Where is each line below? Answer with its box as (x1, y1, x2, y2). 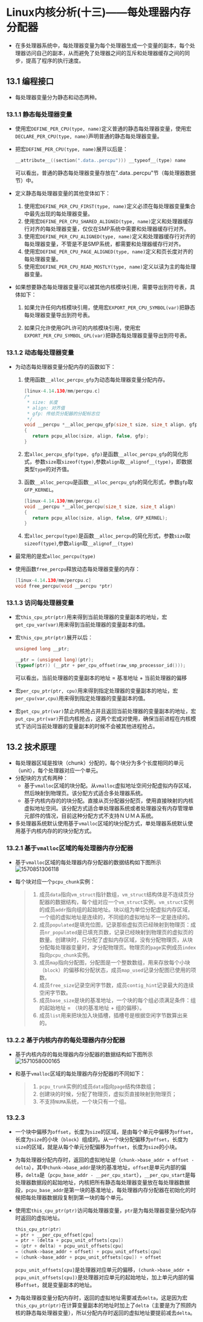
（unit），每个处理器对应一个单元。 (14, 766, 101, 774)
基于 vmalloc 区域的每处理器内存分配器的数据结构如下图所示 (14, 859, 161, 866)
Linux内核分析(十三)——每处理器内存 (6, 5, 191, 19)
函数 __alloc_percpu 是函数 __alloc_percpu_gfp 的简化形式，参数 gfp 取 (24, 478, 193, 486)
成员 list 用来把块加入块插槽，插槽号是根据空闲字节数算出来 (39, 1012, 188, 1019)
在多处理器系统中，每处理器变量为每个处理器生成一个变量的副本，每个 (14, 42, 190, 49)
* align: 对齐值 (27, 405, 65, 411)
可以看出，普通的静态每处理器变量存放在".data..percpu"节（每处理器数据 (14, 169, 196, 176)
